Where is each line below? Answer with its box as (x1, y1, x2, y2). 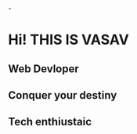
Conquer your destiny (8, 89, 117, 102)
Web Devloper (8, 62, 80, 75)
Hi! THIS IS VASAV (8, 31, 129, 49)
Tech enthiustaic (8, 115, 92, 129)
